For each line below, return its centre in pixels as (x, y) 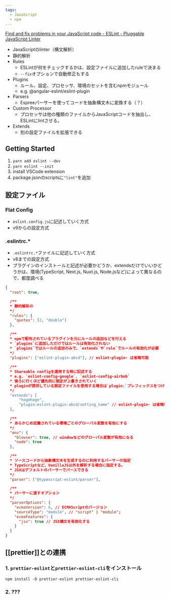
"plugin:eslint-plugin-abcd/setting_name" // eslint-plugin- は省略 (91, 405)
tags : (11, 10)
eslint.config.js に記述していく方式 (51, 221)
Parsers (21, 97)
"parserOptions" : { (30, 503)
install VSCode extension (39, 172)
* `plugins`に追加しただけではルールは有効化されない (60, 344)
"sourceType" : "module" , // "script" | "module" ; (68, 512)
